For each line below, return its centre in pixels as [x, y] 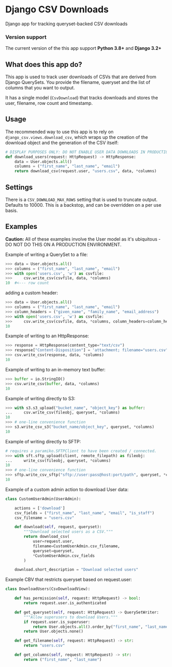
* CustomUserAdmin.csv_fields [64, 556]
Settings [19, 187]
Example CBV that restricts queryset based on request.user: [69, 580]
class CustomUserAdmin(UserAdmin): [43, 499]
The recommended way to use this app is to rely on [59, 132]
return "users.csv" [45, 646]
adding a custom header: [32, 293]
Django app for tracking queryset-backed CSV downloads [67, 24]
